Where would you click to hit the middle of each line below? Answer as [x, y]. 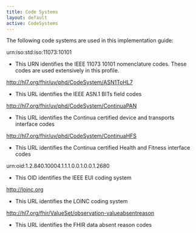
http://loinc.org [25, 190]
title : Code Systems [32, 12]
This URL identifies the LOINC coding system [71, 201]
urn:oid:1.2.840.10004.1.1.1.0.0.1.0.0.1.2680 [58, 166]
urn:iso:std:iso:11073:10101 [39, 52]
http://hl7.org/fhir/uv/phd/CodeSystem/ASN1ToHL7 [70, 82]
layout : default [27, 18]
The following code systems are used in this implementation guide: [90, 41]
